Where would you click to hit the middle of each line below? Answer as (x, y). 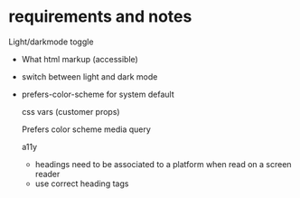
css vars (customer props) (70, 111)
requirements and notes (100, 17)
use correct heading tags (82, 184)
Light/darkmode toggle (51, 42)
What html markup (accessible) (80, 59)
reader (47, 174)
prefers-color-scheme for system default (98, 94)
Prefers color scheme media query (86, 129)
